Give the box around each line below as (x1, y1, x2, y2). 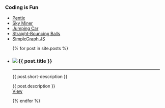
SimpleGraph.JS (12, 36, 45, 42)
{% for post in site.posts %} (12, 46, 69, 52)
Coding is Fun (5, 4, 39, 11)
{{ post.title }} (18, 58, 53, 65)
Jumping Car (12, 26, 39, 31)
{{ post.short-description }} (12, 73, 68, 80)
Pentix (12, 15, 26, 21)
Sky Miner (12, 20, 33, 26)
